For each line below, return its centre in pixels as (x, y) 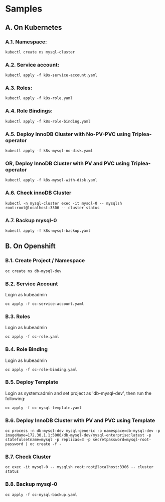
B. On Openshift (31, 246)
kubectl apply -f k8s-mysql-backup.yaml (48, 231)
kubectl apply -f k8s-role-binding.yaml (48, 121)
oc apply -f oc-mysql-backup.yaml (41, 494)
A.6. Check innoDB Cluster (38, 193)
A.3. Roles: (19, 88)
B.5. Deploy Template (32, 382)
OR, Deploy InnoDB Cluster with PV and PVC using (67, 163)
